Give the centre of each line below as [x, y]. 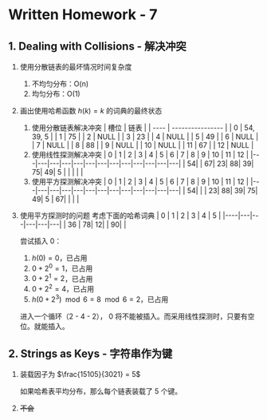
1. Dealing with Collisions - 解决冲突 [97, 46]
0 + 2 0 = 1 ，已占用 [62, 267]
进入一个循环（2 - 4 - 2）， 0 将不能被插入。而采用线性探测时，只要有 [134, 316]
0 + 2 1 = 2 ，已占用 [62, 278]
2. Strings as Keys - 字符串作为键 [90, 354]
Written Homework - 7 [83, 15]
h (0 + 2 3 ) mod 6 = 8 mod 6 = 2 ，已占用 [100, 299]
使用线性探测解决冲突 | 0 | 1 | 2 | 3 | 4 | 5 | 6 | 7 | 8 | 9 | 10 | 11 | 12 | [140, 155]
